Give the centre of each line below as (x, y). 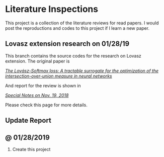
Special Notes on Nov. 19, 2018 (37, 95)
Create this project (31, 149)
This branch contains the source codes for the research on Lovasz (73, 56)
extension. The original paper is (38, 61)
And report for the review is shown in (43, 85)
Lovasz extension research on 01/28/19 (67, 44)
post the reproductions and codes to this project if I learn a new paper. (77, 28)
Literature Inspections (52, 9)
